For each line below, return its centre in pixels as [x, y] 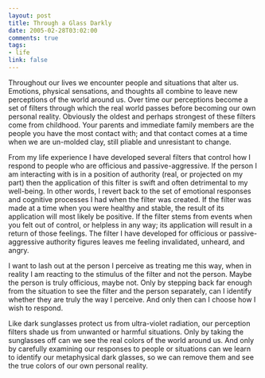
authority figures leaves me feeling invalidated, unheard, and [146, 242]
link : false [28, 60]
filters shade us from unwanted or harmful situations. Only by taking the [126, 332]
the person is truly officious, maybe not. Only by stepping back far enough [130, 283]
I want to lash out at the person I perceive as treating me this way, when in [130, 265]
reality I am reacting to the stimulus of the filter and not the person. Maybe [130, 274]
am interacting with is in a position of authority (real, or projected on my [126, 174]
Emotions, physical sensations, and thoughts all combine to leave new [123, 91]
